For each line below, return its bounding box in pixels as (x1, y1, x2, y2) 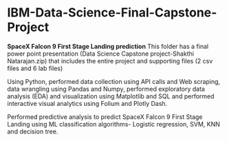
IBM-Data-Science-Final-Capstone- (7, 5, 217, 21)
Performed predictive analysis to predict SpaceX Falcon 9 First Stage (7, 112, 203, 121)
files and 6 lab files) (7, 64, 63, 72)
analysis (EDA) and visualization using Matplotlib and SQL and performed (7, 91, 215, 100)
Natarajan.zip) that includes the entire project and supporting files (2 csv (7, 56, 213, 65)
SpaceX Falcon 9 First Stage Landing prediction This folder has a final (7, 42, 208, 50)
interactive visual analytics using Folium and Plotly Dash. (7, 99, 168, 107)
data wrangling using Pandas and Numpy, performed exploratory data (7, 85, 205, 93)
